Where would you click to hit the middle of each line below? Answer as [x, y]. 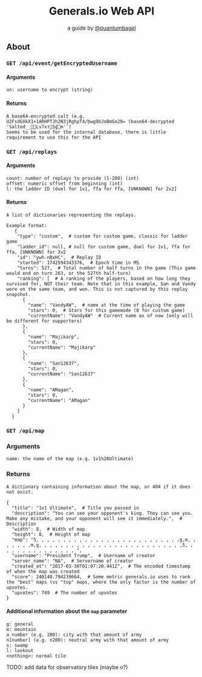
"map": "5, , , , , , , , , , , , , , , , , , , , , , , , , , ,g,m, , [104, 540]
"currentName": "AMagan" [59, 400]
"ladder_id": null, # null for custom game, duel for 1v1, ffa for [104, 246]
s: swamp [17, 645]
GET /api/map [25, 431]
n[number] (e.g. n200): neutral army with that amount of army [88, 640]
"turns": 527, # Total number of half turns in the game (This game [107, 268]
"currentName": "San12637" [62, 374]
